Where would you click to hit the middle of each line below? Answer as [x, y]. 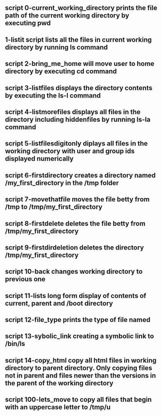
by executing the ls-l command [53, 95]
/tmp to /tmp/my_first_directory [54, 207]
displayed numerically [39, 159]
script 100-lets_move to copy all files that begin [78, 400]
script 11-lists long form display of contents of [76, 296]
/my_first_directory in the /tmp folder [62, 183]
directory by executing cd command [61, 72]
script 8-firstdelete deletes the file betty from [75, 224]
